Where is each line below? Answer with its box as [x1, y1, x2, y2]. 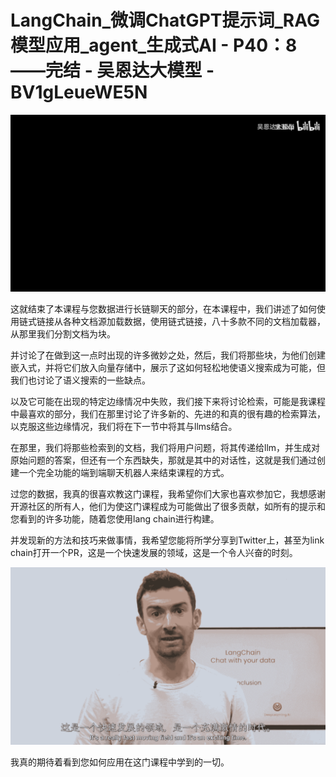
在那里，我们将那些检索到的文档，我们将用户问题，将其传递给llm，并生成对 [10, 442, 321, 454]
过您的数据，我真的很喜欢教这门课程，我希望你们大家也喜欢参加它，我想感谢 [10, 488, 326, 500]
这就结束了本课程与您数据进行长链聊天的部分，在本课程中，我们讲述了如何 [10, 303, 317, 315]
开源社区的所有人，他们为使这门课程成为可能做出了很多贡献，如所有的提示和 [10, 501, 326, 513]
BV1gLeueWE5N [10, 81, 148, 104]
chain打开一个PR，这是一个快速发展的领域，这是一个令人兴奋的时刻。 [10, 547, 298, 559]
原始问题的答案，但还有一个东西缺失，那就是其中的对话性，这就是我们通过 [10, 454, 317, 466]
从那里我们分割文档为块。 [10, 328, 116, 340]
